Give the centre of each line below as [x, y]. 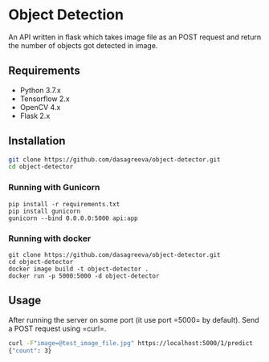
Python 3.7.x [41, 90]
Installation [37, 141]
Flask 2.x [35, 116]
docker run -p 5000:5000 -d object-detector [84, 276]
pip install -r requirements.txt [64, 204]
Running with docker [50, 238]
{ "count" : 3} [30, 351]
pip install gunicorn [45, 211]
